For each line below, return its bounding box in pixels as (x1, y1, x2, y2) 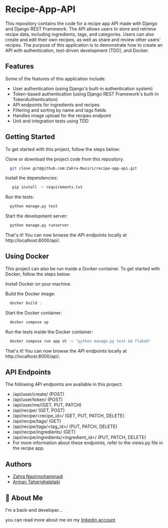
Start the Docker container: (5, 309, 62, 316)
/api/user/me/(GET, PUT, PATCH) (12, 402, 82, 408)
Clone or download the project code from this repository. (5, 156, 124, 162)
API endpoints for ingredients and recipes (12, 102, 100, 108)
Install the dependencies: (5, 175, 58, 181)
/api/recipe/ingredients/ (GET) (12, 429, 76, 435)
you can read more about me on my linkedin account (5, 517, 116, 523)
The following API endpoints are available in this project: (5, 381, 123, 387)
